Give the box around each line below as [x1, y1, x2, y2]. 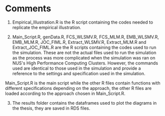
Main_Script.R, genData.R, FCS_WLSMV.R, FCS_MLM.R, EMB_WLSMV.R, [12, 34, 159, 40]
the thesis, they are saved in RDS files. [12, 105, 90, 111]
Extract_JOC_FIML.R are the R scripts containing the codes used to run [12, 44, 157, 50]
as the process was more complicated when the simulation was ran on [12, 55, 156, 60]
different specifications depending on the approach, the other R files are [5, 85, 152, 91]
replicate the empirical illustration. [12, 24, 81, 30]
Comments [5, 3, 51, 14]
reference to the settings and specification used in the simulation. [12, 70, 145, 76]
